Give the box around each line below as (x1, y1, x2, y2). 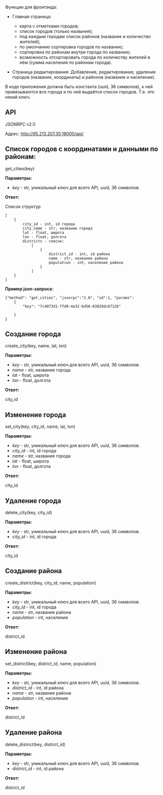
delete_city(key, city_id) (5, 510, 52, 515)
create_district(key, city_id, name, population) (5, 580, 97, 585)
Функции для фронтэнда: (5, 4, 58, 10)
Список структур (5, 203, 41, 210)
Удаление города (5, 496, 61, 505)
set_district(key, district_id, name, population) (5, 660, 97, 666)
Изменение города (5, 411, 66, 419)
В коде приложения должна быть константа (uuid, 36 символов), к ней (5, 84, 153, 90)
